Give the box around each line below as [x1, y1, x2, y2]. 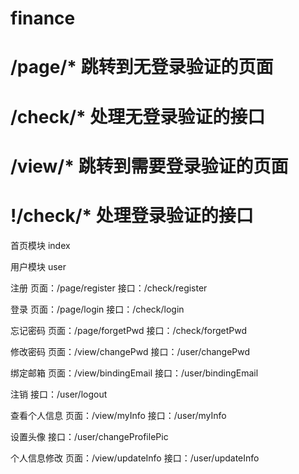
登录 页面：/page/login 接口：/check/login [10, 303, 185, 315]
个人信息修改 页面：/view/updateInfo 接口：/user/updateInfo [10, 452, 260, 464]
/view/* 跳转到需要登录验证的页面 [10, 155, 289, 177]
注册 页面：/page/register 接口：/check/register [10, 282, 208, 294]
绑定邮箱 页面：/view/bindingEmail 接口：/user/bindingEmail [10, 367, 259, 379]
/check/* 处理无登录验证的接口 [10, 105, 266, 128]
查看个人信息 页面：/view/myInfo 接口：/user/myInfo [10, 409, 227, 421]
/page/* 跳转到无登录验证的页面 [10, 56, 274, 79]
